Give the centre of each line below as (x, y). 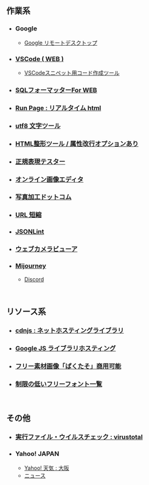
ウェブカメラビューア (46, 249)
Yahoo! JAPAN (37, 454)
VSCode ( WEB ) (39, 58)
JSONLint (29, 232)
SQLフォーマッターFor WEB (56, 90)
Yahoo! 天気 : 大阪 (47, 468)
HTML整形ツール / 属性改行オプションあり (77, 144)
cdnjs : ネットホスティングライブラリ (69, 330)
